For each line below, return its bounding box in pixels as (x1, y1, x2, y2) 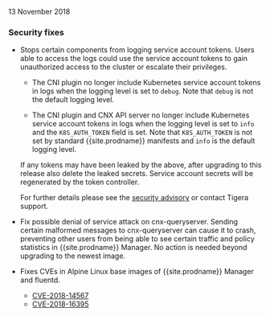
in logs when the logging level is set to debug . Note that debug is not (31, 86, 254, 96)
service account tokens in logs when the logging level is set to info (31, 119, 255, 129)
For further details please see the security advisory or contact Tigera (19, 193, 249, 203)
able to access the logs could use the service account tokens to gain (19, 54, 247, 64)
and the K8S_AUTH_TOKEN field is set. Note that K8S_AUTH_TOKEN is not (31, 128, 253, 137)
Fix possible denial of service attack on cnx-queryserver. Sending (19, 217, 239, 227)
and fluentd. (19, 275, 60, 285)
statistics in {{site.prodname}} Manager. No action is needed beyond (19, 243, 247, 252)
